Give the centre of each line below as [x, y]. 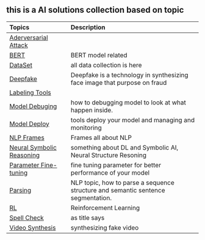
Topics [20, 27]
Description [88, 27]
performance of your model [110, 172]
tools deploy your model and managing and [133, 120]
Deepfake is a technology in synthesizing [129, 75]
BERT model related [99, 55]
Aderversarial [29, 37]
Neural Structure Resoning [109, 155]
